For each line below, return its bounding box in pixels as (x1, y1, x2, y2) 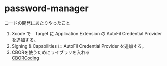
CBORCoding (11, 55, 39, 61)
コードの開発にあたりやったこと (4, 20, 70, 26)
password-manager (4, 3, 89, 14)
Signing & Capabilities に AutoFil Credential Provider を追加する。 (11, 43, 147, 49)
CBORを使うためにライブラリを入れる (11, 49, 90, 55)
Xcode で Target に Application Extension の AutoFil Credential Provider (11, 30, 162, 36)
